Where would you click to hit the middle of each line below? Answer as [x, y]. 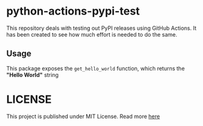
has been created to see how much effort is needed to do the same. [92, 34]
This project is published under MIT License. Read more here [83, 116]
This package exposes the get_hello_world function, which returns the [96, 68]
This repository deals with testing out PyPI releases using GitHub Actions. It [102, 28]
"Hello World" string [33, 75]
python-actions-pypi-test [73, 11]
